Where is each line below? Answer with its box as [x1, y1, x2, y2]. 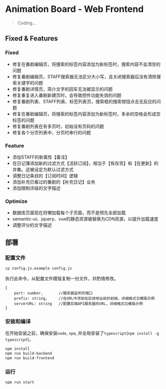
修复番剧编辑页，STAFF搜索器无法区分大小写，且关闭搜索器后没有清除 [12, 74, 157, 79]
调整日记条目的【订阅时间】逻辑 [12, 172, 78, 178]
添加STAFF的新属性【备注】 [12, 154, 70, 160]
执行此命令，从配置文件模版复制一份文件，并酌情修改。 [5, 275, 118, 281]
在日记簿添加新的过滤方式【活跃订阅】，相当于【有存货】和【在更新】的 [12, 160, 159, 166]
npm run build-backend [5, 351, 52, 356]
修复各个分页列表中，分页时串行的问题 [12, 129, 91, 135]
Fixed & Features [5, 34, 58, 43]
